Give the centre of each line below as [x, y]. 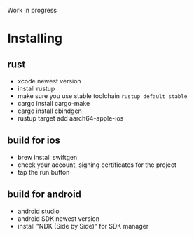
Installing [35, 39]
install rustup [36, 88]
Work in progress [32, 10]
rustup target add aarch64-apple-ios [70, 118]
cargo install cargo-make [54, 103]
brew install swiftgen [47, 157]
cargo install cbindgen [49, 111]
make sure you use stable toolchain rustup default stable [102, 96]
